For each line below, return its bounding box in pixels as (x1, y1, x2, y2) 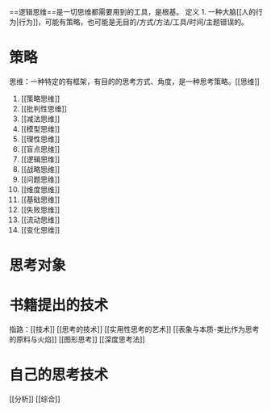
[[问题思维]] (20, 174, 60, 184)
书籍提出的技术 (9, 296, 109, 315)
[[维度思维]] (20, 184, 60, 194)
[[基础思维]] (20, 195, 60, 204)
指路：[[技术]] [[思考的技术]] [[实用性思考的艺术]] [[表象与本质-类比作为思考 (9, 325, 260, 334)
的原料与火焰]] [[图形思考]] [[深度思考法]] (9, 334, 145, 345)
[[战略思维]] (20, 164, 60, 174)
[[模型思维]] (20, 124, 60, 133)
